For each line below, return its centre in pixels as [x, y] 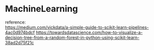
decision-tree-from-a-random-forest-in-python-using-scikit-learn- [72, 37]
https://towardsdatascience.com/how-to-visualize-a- [89, 32]
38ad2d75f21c [19, 42]
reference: [15, 22]
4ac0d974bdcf [20, 32]
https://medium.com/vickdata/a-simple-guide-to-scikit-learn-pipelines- [77, 27]
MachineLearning [41, 9]
